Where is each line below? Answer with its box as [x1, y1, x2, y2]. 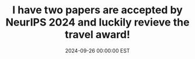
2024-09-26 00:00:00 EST [65, 47, 130, 54]
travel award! [64, 28, 131, 41]
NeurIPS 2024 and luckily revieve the [5, 16, 190, 29]
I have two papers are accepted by [12, 3, 183, 17]
